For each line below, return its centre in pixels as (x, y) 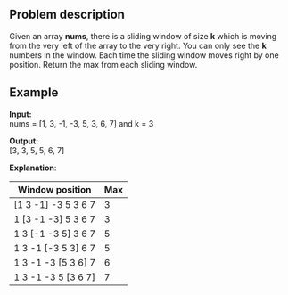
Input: (21, 114)
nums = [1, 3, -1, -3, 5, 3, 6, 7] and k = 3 (82, 123)
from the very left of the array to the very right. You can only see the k (138, 45)
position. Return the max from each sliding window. (103, 64)
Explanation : (33, 168)
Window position (54, 189)
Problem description (67, 15)
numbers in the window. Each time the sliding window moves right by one (144, 55)
